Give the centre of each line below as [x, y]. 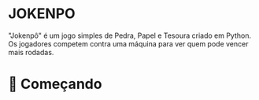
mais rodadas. [31, 52]
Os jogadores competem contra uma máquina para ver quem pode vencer [128, 43]
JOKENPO [42, 14]
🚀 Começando [55, 84]
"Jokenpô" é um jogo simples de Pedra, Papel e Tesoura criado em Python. [130, 35]
